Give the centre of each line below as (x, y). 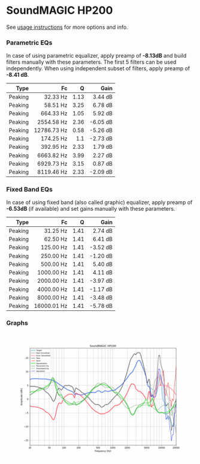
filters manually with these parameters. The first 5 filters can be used (91, 62)
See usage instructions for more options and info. (67, 27)
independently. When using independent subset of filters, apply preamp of (98, 68)
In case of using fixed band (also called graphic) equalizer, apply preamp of (99, 202)
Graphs (17, 323)
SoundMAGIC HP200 (60, 11)
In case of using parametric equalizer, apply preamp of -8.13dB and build (96, 56)
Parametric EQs (29, 43)
